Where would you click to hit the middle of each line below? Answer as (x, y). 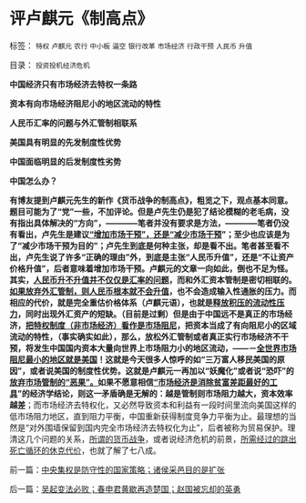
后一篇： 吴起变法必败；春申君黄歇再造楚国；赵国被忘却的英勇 (125, 488)
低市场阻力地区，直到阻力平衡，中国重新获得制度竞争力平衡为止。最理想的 (149, 416)
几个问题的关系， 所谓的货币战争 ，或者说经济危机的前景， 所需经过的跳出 (161, 438)
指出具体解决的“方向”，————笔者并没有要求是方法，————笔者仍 (149, 223)
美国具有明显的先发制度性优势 (65, 142)
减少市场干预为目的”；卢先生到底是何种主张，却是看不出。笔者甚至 (148, 246)
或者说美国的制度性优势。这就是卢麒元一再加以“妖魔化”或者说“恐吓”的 (162, 370)
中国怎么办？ (33, 181)
